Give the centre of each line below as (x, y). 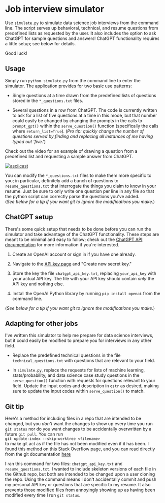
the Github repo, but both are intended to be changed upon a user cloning (80, 474)
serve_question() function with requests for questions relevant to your (84, 381)
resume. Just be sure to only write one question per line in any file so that (80, 191)
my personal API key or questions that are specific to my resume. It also (78, 485)
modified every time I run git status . (43, 495)
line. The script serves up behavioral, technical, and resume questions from (82, 28)
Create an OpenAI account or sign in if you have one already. (74, 254)
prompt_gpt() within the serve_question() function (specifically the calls (85, 126)
